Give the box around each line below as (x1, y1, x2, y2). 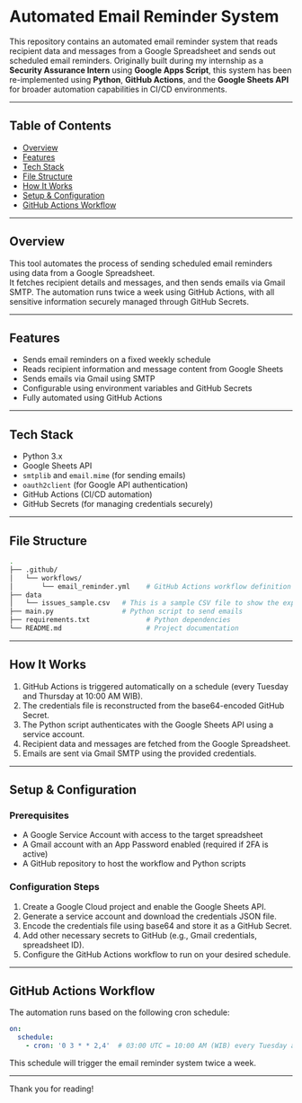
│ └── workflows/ (9, 574, 83, 583)
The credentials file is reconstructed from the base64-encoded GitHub (22, 699, 285, 711)
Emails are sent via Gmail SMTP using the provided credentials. (22, 748, 257, 759)
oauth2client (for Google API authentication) (22, 479, 189, 491)
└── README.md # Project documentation (9, 624, 240, 633)
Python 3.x (22, 451, 63, 462)
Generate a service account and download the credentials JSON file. (22, 911, 277, 921)
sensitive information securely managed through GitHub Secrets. (9, 296, 250, 307)
